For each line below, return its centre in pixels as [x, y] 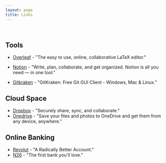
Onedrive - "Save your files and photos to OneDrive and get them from [87, 116]
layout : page [19, 10]
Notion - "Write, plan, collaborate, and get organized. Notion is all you [86, 67]
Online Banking [30, 137]
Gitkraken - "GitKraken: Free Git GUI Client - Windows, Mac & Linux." [85, 82]
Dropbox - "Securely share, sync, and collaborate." [66, 111]
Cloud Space [26, 98]
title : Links [19, 15]
